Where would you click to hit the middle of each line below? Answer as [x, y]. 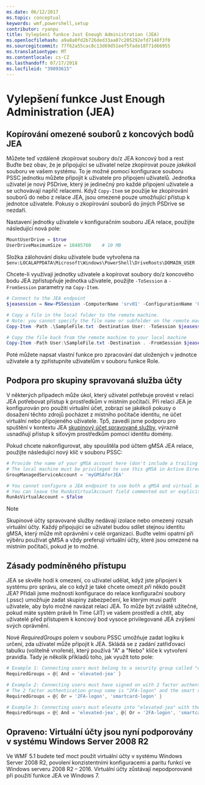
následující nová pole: [34, 229]
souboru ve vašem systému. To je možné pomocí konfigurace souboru [95, 171]
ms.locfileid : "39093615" [39, 69]
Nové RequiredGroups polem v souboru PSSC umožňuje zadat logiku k [95, 637]
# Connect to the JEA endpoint [46, 299]
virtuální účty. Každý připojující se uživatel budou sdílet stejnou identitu [95, 527]
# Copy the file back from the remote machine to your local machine [97, 337]
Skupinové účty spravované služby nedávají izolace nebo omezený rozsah [100, 521]
